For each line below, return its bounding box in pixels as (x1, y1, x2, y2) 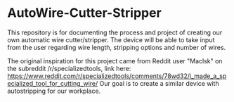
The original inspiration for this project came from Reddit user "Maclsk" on (7, 56, 223, 65)
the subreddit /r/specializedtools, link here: (7, 64, 131, 72)
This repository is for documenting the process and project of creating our (7, 28, 223, 37)
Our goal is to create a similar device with (99, 79, 219, 87)
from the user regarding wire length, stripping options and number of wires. (7, 43, 226, 51)
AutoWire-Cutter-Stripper (7, 5, 162, 21)
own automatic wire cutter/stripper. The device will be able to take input (7, 35, 215, 44)
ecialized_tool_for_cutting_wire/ (7, 79, 98, 87)
